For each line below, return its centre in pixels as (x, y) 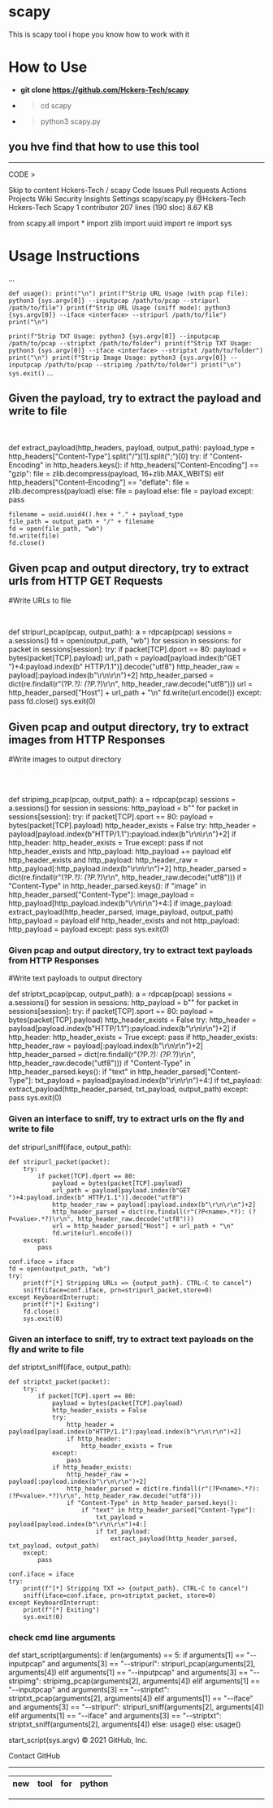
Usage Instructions (74, 256)
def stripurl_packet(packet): (60, 1162)
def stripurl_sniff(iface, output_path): (70, 1147)
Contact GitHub (35, 1756)
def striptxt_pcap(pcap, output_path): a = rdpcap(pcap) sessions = (121, 994)
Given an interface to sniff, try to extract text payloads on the (131, 1339)
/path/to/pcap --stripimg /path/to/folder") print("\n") (143, 365)
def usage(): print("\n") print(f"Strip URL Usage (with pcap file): (129, 293)
